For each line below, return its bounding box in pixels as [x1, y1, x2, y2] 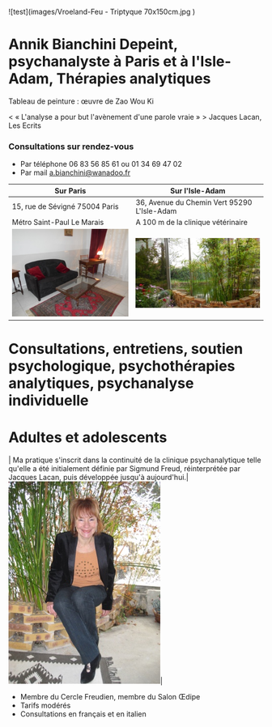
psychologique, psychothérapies [8, 356, 236, 375]
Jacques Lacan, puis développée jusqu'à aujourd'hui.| [8, 472, 189, 482]
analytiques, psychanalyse [8, 374, 194, 392]
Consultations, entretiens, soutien [8, 339, 244, 358]
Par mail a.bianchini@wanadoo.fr [19, 168, 131, 177]
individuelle [8, 391, 89, 410]
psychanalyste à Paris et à [8, 53, 189, 71]
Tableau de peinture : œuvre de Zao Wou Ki [8, 96, 154, 106]
